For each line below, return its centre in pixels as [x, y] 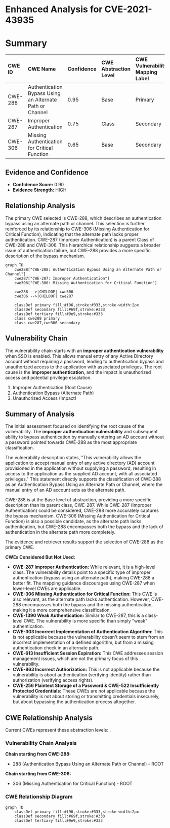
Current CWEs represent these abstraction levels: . [58, 730]
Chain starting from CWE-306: [38, 774]
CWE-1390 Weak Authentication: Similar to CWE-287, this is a [78, 615]
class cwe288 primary [37, 318]
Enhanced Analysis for [54, 9]
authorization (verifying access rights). [53, 680]
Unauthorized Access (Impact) [45, 398]
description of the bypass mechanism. [45, 256]
